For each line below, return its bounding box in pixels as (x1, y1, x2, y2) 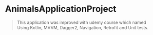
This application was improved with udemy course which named (17, 19, 146, 25)
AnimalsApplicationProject (5, 3, 116, 15)
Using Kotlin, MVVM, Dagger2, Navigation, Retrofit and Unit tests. (17, 24, 149, 30)
